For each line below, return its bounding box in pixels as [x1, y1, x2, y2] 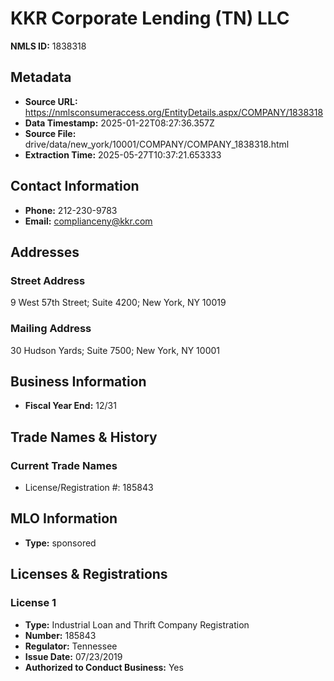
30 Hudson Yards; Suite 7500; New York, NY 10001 [10, 344, 221, 356]
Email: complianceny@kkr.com [24, 215, 153, 227]
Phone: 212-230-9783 [24, 204, 118, 216]
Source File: [24, 127, 77, 139]
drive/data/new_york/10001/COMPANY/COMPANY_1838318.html [24, 138, 290, 150]
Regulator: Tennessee [24, 640, 118, 652]
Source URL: [24, 95, 78, 107]
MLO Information [10, 510, 118, 527]
